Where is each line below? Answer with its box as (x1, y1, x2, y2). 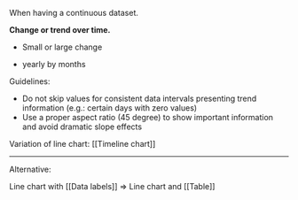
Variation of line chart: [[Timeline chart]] (9, 139, 156, 149)
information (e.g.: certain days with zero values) (21, 103, 198, 113)
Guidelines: (9, 76, 51, 87)
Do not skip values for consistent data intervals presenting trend (21, 93, 257, 104)
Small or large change (21, 42, 103, 52)
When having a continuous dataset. (9, 8, 139, 18)
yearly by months (21, 59, 86, 69)
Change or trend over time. (9, 25, 111, 35)
